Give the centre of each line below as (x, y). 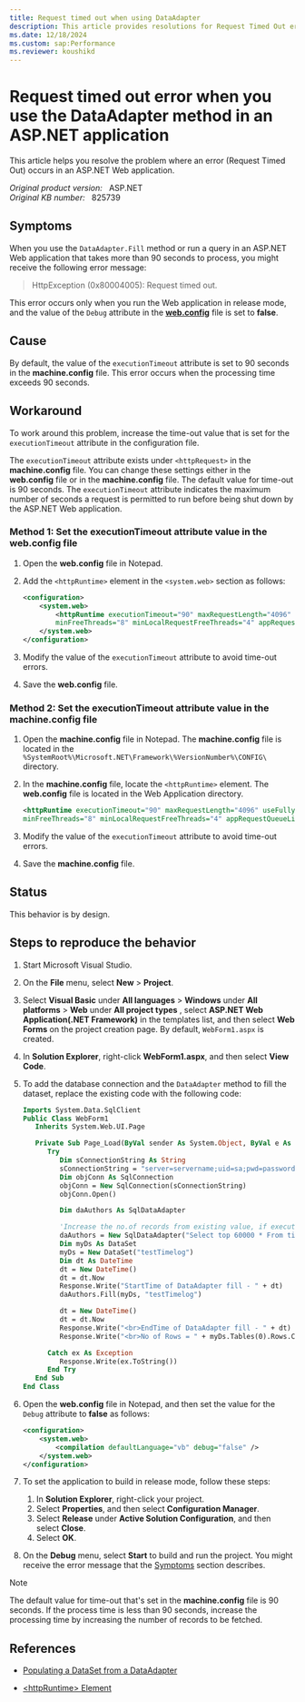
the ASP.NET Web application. (66, 508)
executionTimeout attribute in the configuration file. (104, 442)
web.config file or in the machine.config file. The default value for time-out (152, 480)
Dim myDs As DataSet (98, 1244)
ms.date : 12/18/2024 (49, 35)
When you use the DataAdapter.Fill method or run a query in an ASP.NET (148, 248)
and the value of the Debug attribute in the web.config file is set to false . (144, 312)
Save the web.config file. (70, 684)
